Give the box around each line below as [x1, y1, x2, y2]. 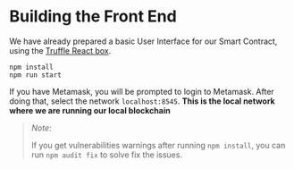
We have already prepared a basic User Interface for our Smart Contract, [9, 36, 278, 46]
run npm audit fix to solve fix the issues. [30, 149, 183, 160]
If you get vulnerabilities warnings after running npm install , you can [30, 139, 286, 150]
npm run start [9, 70, 63, 80]
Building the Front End [9, 6, 177, 27]
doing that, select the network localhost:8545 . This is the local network [9, 96, 275, 106]
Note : [30, 123, 52, 133]
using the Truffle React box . [9, 45, 112, 55]
